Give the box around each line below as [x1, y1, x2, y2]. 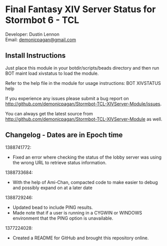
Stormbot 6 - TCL [5, 14, 79, 26]
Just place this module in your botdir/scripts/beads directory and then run [5, 65, 159, 71]
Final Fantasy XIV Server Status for [5, 4, 156, 15]
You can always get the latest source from [5, 110, 93, 116]
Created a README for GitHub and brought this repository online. [12, 235, 149, 241]
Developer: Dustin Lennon [5, 31, 60, 37]
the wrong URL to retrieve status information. [12, 159, 107, 166]
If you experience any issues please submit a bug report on [5, 95, 129, 101]
